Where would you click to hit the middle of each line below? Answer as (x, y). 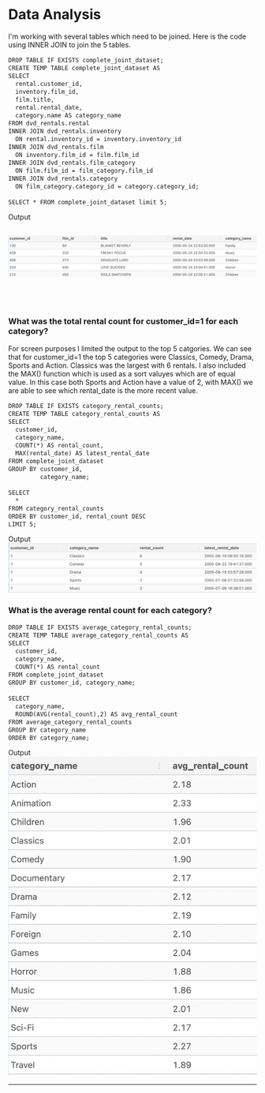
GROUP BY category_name (47, 730)
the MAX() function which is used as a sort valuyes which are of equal (122, 373)
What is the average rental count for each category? (110, 610)
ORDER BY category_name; (49, 738)
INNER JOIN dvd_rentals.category (63, 178)
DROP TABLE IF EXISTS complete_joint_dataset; (86, 60)
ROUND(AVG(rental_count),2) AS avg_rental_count (97, 714)
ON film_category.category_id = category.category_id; (107, 186)
